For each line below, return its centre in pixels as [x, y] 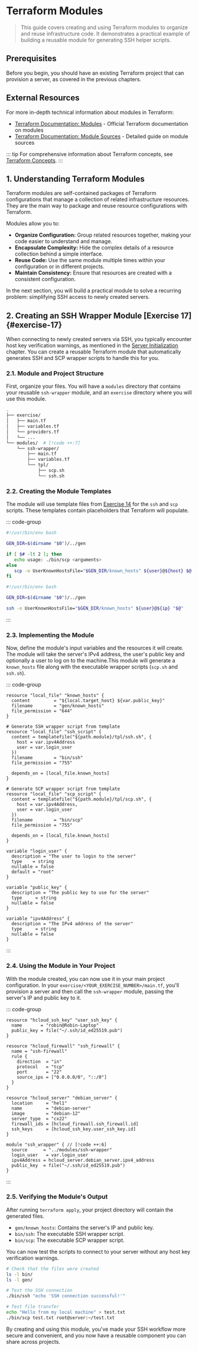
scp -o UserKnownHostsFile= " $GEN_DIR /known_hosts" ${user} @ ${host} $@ [103, 571]
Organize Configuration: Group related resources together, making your [103, 235]
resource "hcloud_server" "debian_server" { [62, 1098]
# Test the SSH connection [39, 1291]
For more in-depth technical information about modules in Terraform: [90, 112]
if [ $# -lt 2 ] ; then [34, 554]
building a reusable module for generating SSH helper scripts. [96, 40]
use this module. [26, 399]
